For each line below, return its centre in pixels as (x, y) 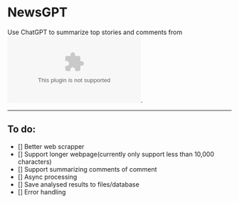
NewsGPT (37, 12)
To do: (22, 129)
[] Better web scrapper (51, 146)
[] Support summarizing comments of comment (87, 169)
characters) (34, 162)
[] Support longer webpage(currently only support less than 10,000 (116, 154)
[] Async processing (47, 177)
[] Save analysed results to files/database (79, 184)
